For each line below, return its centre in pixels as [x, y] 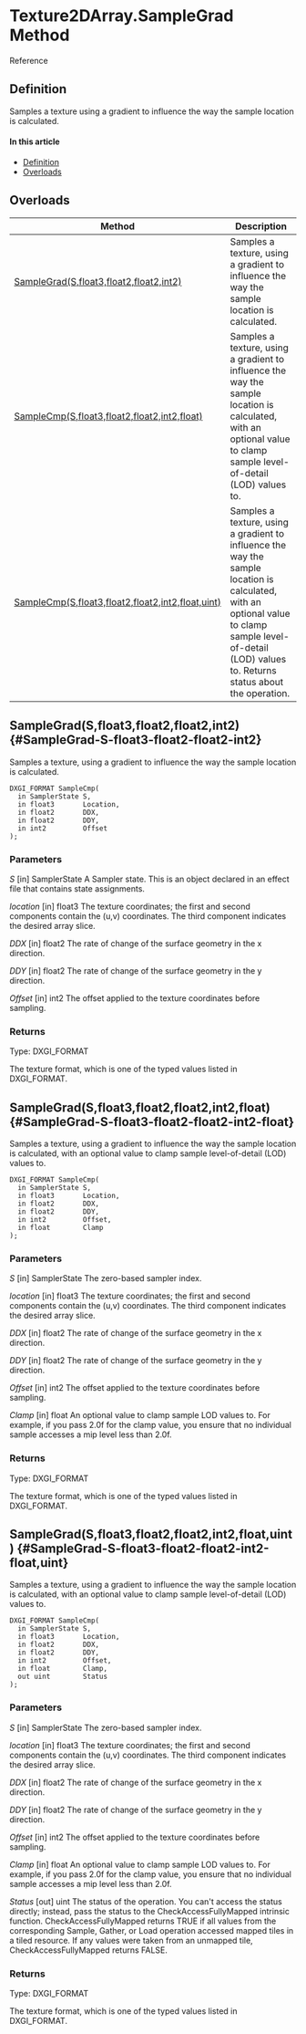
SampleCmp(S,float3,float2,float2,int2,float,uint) [117, 601]
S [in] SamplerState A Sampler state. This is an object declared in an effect [149, 879]
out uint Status [62, 1677]
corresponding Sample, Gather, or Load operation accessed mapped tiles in [152, 1930]
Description [261, 226]
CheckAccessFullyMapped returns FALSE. [89, 1950]
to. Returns [253, 670]
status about [257, 682]
